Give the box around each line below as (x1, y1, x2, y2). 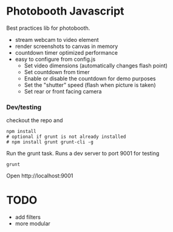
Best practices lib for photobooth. (6, 24, 90, 32)
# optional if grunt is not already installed (6, 134, 126, 140)
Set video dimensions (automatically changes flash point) (24, 62, 168, 69)
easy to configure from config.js (15, 55, 96, 63)
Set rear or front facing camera (24, 87, 102, 95)
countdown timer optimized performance (15, 49, 118, 56)
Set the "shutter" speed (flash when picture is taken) (24, 81, 156, 89)
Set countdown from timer (24, 68, 90, 75)
